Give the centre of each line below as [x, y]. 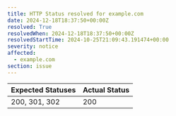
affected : [22, 53]
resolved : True [30, 27]
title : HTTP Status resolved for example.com [75, 14]
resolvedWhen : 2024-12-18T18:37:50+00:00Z [71, 33]
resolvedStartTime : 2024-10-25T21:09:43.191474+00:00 [88, 40]
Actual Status [106, 90]
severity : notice [33, 46]
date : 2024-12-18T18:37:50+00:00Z [58, 20]
